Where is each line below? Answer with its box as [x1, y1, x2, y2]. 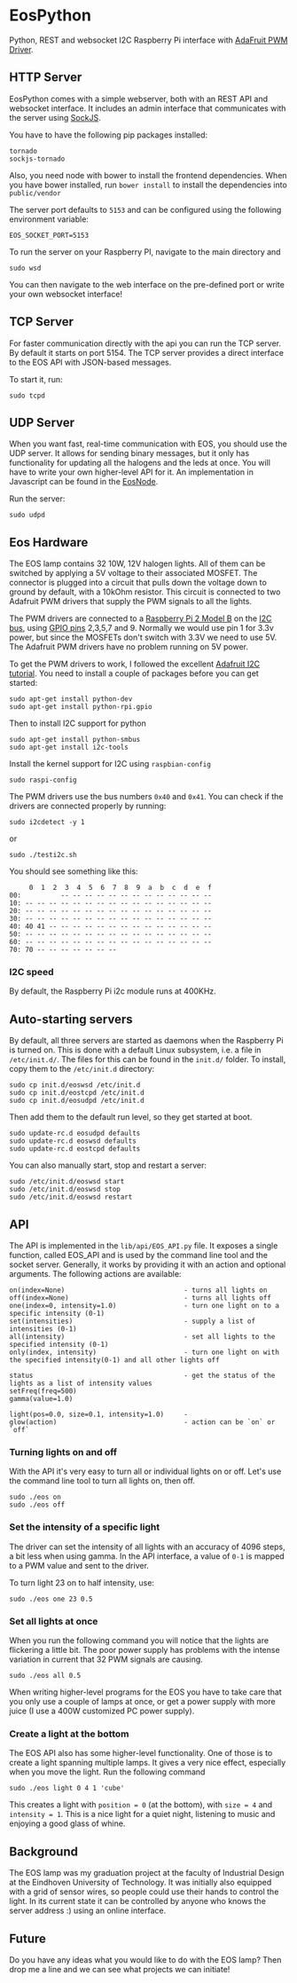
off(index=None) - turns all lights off [9, 1294, 272, 1302]
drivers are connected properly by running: [9, 800, 167, 812]
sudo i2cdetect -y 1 [9, 818, 86, 827]
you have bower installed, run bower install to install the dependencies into [9, 179, 288, 190]
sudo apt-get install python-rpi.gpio [9, 703, 152, 712]
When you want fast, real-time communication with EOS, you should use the [9, 438, 288, 449]
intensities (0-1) [9, 1325, 77, 1334]
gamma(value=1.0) [9, 1395, 74, 1404]
